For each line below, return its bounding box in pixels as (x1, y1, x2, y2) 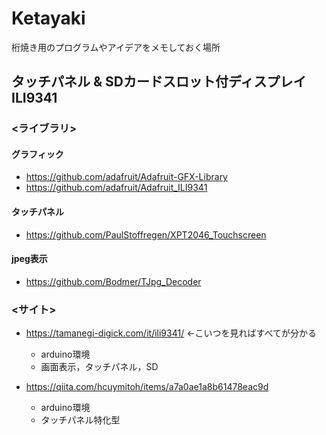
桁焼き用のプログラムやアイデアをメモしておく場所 (11, 41, 221, 53)
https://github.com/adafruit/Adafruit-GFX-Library (25, 171, 228, 183)
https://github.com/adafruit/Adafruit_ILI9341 (25, 182, 208, 194)
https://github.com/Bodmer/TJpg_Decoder (25, 275, 202, 287)
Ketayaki (11, 7, 86, 30)
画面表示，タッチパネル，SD (40, 361, 159, 373)
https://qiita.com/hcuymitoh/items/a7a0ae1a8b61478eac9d (25, 381, 269, 393)
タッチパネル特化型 (40, 414, 121, 426)
